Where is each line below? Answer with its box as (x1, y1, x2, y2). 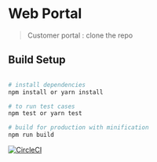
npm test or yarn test (8, 110, 82, 117)
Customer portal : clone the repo (27, 31, 133, 40)
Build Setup (8, 53, 66, 67)
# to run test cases (8, 103, 76, 110)
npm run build (8, 131, 55, 139)
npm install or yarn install (8, 88, 104, 96)
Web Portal (8, 5, 82, 23)
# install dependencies (8, 81, 86, 88)
